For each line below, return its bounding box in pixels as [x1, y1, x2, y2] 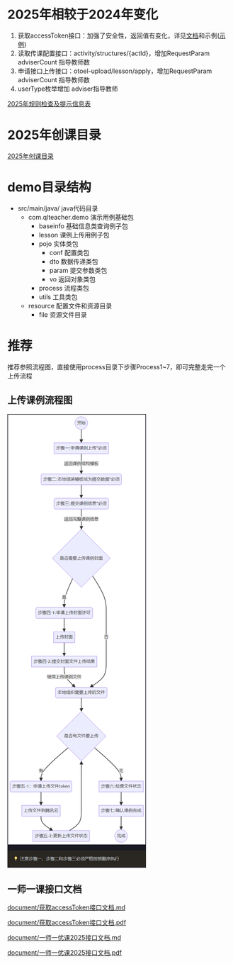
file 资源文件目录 [38, 310, 87, 319]
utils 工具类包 [38, 292, 78, 301]
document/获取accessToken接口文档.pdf [7, 919, 126, 927]
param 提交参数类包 [49, 266, 108, 274]
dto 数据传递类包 [49, 257, 98, 266]
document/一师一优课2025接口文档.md [7, 934, 122, 942]
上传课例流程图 [7, 394, 73, 406]
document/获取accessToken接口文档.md [7, 903, 126, 912]
